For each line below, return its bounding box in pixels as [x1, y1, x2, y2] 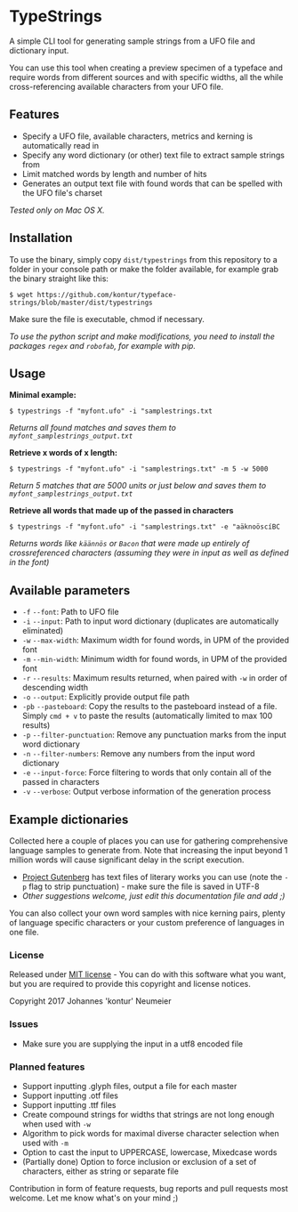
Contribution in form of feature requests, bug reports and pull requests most [9, 1183, 289, 1193]
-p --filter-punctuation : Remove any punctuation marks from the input [21, 730, 286, 740]
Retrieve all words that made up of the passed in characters [9, 505, 234, 516]
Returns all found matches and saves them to [9, 423, 176, 433]
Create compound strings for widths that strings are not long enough [21, 1109, 275, 1119]
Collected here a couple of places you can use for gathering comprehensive [9, 836, 288, 846]
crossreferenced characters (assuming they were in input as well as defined [9, 547, 289, 558]
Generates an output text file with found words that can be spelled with [21, 178, 283, 189]
